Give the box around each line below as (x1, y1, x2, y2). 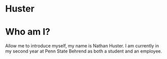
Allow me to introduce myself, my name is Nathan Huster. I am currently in (5, 43, 159, 49)
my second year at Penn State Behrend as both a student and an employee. (5, 48, 162, 54)
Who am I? (5, 26, 50, 38)
